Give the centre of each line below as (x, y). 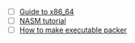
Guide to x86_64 (46, 12)
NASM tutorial (42, 21)
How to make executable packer (73, 30)
